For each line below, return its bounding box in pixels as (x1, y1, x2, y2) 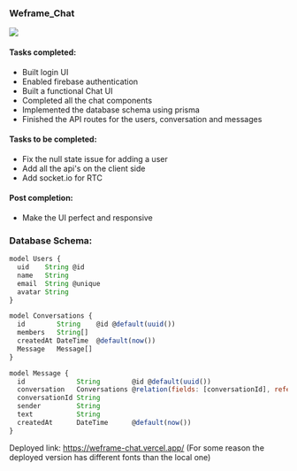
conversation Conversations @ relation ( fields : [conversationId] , (17, 385, 271, 394)
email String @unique (17, 279, 101, 288)
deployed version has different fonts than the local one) (9, 452, 211, 462)
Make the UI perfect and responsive (21, 212, 153, 223)
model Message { (9, 368, 69, 378)
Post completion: (9, 193, 73, 204)
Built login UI (21, 66, 69, 77)
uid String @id (17, 263, 86, 272)
